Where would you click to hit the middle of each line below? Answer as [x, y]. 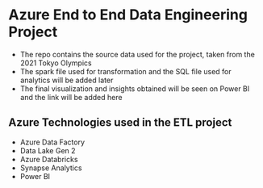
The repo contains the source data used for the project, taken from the [138, 54]
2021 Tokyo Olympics [56, 63]
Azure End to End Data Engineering [128, 15]
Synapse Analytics [51, 168]
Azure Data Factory [52, 142]
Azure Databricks [49, 159]
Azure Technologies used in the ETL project [120, 123]
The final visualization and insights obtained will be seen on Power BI [135, 88]
